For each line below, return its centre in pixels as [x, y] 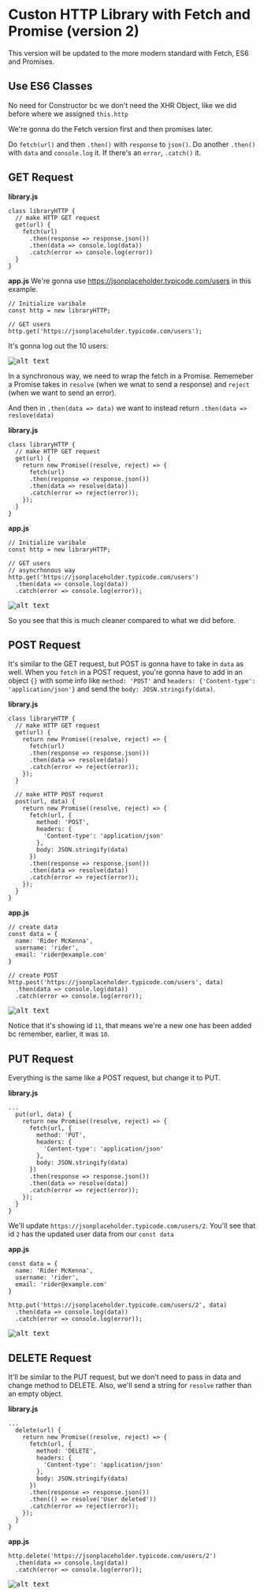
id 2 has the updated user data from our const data [91, 1234]
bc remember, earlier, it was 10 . [59, 1034]
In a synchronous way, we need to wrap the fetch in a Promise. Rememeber [131, 375]
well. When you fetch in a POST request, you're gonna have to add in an [125, 673]
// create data [33, 927]
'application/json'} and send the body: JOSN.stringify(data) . [112, 689]
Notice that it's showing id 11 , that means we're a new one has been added [130, 1026]
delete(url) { [38, 1430]
